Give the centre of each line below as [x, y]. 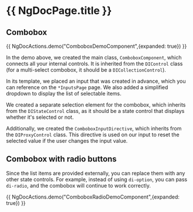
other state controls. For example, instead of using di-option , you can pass [97, 179]
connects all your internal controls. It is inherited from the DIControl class [94, 63]
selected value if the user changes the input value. [67, 141]
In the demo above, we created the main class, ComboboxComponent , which [94, 57]
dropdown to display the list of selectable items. [64, 93]
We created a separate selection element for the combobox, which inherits [96, 105]
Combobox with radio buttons [61, 159]
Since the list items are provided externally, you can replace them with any [96, 173]
